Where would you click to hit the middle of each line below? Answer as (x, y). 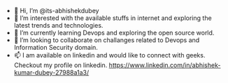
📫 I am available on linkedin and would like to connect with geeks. (109, 55)
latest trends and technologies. (58, 25)
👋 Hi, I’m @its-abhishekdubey (56, 11)
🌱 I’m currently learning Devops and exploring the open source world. (114, 33)
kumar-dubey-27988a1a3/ (51, 72)
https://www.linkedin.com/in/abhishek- (165, 65)
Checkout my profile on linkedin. (60, 65)
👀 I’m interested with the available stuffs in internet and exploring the (113, 18)
